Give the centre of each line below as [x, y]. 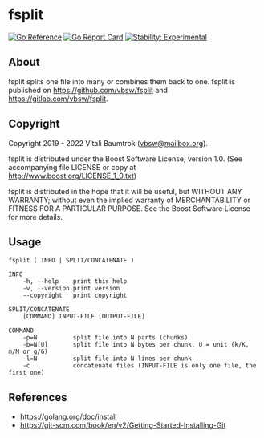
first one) [26, 373]
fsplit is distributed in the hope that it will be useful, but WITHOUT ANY [125, 191]
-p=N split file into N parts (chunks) [106, 338]
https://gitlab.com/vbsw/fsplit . [58, 99]
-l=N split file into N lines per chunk [108, 359]
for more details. [35, 217]
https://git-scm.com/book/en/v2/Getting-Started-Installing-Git [123, 425]
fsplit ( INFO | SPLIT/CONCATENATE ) [71, 261]
